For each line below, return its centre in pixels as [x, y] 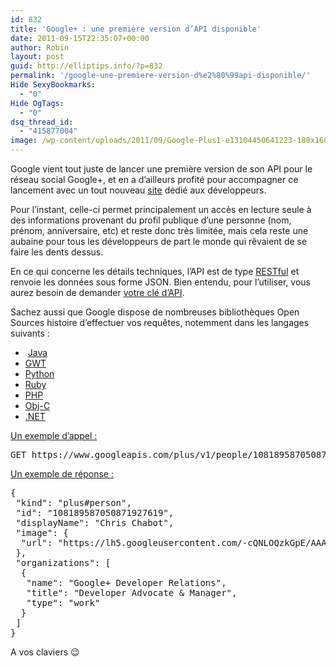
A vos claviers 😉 [45, 652]
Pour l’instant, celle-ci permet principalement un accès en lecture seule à [161, 209]
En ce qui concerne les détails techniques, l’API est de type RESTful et [155, 271]
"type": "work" [63, 602]
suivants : [30, 333]
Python [39, 374]
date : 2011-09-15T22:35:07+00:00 [80, 38]
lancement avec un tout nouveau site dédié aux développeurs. [138, 190]
